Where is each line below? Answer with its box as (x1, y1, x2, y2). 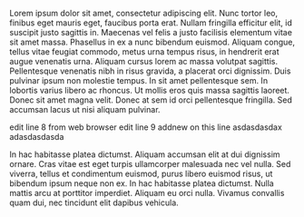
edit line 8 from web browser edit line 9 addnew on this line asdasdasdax (9, 122, 283, 133)
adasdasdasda (9, 132, 64, 142)
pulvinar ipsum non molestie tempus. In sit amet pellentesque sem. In (9, 75, 269, 85)
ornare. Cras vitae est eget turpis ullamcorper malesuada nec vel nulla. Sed (9, 159, 291, 169)
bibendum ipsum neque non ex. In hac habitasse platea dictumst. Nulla (9, 178, 274, 189)
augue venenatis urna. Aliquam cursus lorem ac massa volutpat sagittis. (9, 56, 279, 66)
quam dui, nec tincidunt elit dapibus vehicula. (9, 197, 179, 208)
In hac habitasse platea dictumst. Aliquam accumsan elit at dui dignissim (9, 149, 280, 160)
